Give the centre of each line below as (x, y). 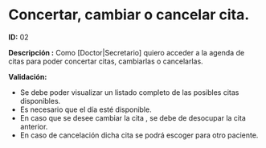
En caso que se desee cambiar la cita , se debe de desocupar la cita (133, 117)
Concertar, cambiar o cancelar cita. (129, 15)
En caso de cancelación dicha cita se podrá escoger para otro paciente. (139, 135)
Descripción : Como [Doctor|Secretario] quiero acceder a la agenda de (127, 52)
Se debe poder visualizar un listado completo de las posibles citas (129, 92)
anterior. (34, 126)
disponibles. (40, 101)
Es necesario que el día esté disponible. (86, 109)
